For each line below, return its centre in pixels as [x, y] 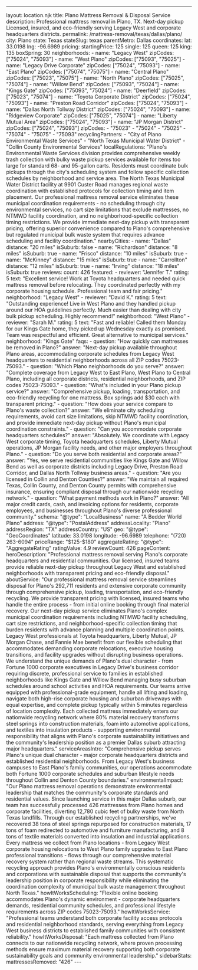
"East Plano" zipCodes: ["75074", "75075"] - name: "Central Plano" [88, 72]
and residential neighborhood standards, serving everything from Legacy [95, 924]
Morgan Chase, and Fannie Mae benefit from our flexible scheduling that [94, 642]
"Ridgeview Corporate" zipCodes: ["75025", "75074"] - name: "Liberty [92, 115]
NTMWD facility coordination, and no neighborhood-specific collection [92, 216]
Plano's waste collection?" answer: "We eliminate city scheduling [85, 410]
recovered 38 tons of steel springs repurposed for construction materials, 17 [99, 824]
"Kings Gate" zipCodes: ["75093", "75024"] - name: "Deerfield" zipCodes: [96, 90]
